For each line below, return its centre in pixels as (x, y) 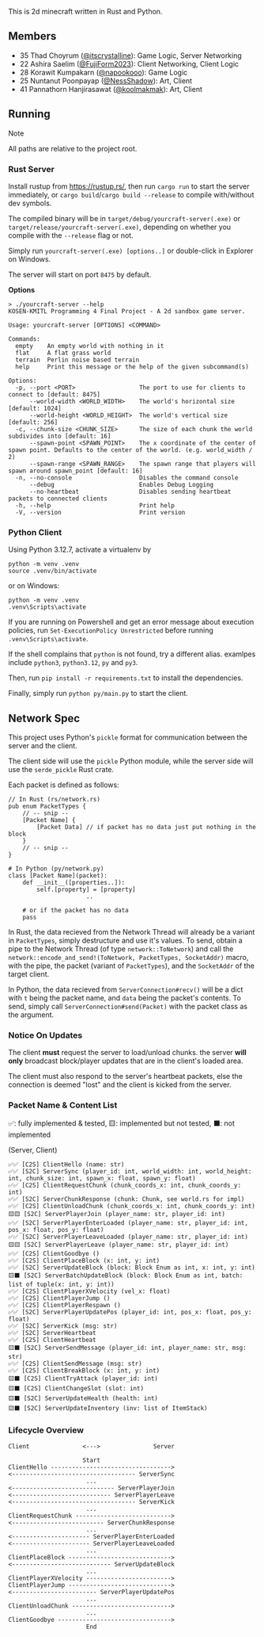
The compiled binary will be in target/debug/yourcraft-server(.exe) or (124, 218)
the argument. (31, 1015)
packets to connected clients (58, 499)
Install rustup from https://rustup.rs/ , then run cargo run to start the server (129, 186)
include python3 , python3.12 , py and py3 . (73, 663)
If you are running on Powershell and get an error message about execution (131, 622)
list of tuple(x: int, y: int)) (61, 1284)
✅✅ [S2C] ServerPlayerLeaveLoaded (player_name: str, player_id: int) (128, 1237)
